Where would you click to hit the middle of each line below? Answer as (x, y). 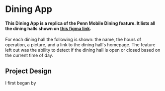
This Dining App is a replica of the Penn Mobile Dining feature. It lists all (80, 23)
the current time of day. (29, 55)
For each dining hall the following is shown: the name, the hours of (73, 40)
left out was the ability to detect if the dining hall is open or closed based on (83, 50)
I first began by (21, 83)
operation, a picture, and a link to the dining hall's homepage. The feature (80, 45)
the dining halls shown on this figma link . (48, 28)
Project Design (29, 71)
